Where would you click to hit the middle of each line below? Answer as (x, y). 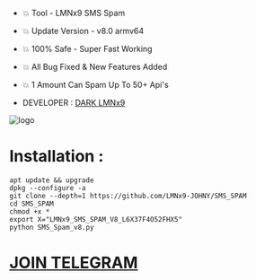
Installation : (57, 157)
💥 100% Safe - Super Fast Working (87, 49)
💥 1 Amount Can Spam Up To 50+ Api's (95, 85)
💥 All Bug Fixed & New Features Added (95, 67)
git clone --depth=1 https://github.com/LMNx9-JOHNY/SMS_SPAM (128, 196)
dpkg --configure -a (48, 188)
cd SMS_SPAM (31, 204)
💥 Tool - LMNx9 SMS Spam (74, 13)
